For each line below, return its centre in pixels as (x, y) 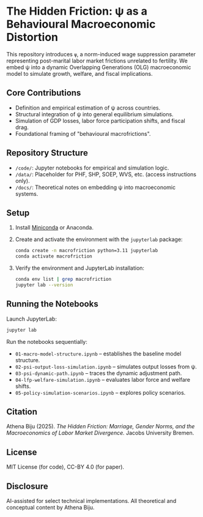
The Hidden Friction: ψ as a (77, 11)
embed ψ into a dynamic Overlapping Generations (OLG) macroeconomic (99, 67)
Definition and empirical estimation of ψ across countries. (88, 108)
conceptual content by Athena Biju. (50, 507)
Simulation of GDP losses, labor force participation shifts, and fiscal (100, 121)
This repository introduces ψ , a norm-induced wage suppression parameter (101, 54)
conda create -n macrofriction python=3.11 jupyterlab (87, 251)
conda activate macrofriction (54, 256)
